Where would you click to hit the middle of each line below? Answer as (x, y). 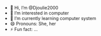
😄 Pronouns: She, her (33, 23)
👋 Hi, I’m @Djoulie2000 (34, 8)
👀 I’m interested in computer (39, 13)
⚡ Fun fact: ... (24, 29)
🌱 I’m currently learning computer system (53, 18)
